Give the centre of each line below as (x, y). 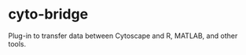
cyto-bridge (48, 14)
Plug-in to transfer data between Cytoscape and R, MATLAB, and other (123, 36)
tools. (17, 43)
